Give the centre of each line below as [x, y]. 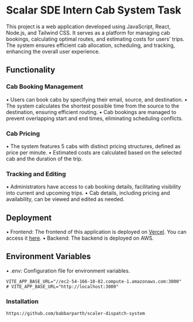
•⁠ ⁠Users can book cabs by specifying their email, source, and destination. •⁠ [97, 99]
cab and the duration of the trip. [44, 159]
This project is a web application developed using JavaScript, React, [88, 26]
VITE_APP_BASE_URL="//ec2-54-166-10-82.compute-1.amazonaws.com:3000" [94, 281]
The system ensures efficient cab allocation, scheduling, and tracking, [91, 45]
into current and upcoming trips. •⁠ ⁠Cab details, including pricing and [88, 193]
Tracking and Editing [36, 174]
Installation [23, 301]
